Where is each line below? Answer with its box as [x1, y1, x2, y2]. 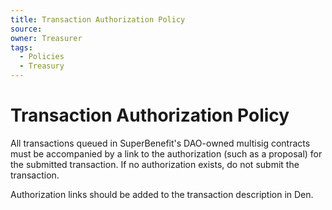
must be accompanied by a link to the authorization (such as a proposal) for [10, 147, 323, 160]
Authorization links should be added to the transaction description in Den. [10, 188, 314, 200]
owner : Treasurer [10, 33, 83, 43]
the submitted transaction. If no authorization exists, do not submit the [10, 158, 300, 170]
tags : [10, 42, 33, 53]
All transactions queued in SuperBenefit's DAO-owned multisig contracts [10, 137, 311, 149]
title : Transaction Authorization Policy [10, 14, 186, 25]
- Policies [19, 52, 65, 62]
